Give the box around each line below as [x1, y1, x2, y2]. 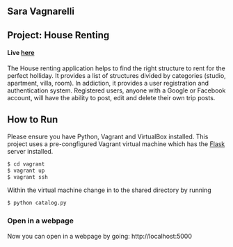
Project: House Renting [7, 29, 110, 41]
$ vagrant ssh [7, 173, 49, 180]
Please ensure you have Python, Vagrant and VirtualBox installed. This [7, 132, 209, 141]
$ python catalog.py [7, 200, 67, 207]
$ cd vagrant [7, 160, 45, 168]
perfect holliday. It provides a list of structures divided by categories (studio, [7, 71, 226, 79]
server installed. [7, 147, 54, 155]
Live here [7, 49, 35, 57]
